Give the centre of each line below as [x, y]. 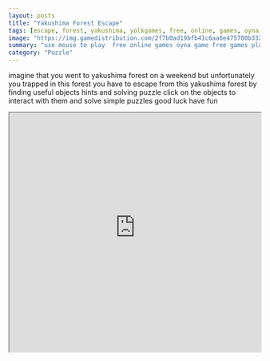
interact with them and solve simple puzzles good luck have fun [113, 101]
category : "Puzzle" [41, 53]
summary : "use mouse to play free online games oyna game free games [128, 45]
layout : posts [32, 16]
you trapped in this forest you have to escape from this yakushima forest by [133, 84]
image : [19, 38]
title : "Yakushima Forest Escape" [66, 23]
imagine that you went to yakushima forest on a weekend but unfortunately [131, 75]
